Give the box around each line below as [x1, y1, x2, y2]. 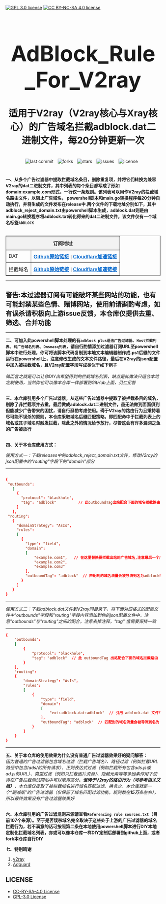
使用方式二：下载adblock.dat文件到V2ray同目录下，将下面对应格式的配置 [5, 606, 154, 612]
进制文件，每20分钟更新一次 [22, 135, 144, 146]
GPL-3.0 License [12, 894, 47, 900]
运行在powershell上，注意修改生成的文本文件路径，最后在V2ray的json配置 [5, 355, 158, 362]
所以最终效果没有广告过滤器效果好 [5, 795, 75, 801]
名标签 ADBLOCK [5, 220, 34, 225]
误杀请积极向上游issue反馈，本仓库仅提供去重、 [12, 310, 158, 318]
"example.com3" [34, 564, 65, 569]
